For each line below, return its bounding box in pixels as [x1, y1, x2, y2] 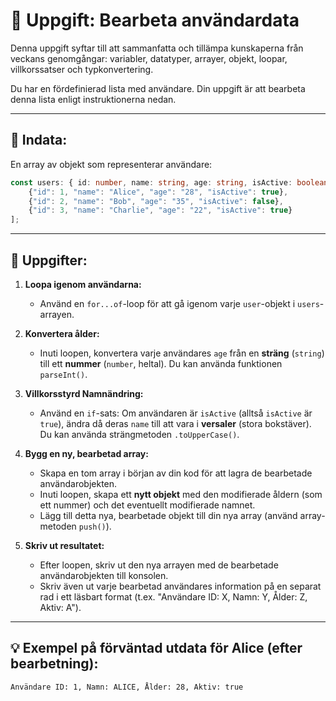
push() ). [78, 520, 112, 532]
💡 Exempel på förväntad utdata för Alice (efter [10, 640, 303, 657]
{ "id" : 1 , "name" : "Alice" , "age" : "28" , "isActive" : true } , [28, 187, 289, 197]
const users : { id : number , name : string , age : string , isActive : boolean [10, 177, 329, 188]
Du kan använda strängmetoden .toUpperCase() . [39, 428, 240, 440]
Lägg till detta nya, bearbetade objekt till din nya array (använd [39, 509, 298, 521]
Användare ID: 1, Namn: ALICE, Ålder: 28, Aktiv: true [10, 682, 244, 692]
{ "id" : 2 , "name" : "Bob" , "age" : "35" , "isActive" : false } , [28, 196, 284, 206]
